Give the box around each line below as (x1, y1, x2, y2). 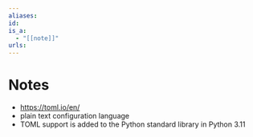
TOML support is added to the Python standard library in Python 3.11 (19, 119, 246, 129)
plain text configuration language (19, 111, 130, 121)
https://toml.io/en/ (19, 103, 80, 112)
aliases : (8, 11, 38, 20)
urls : (8, 42, 27, 50)
